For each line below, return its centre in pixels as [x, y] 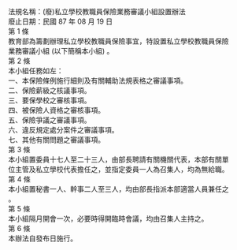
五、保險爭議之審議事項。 [50, 120]
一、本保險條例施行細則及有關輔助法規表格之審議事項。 [98, 80]
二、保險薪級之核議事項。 [50, 90]
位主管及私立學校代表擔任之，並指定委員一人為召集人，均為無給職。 [119, 169]
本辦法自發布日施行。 [43, 238]
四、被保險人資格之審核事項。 [56, 110]
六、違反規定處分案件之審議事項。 [63, 130]
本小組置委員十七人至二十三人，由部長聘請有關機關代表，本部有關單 [119, 159]
